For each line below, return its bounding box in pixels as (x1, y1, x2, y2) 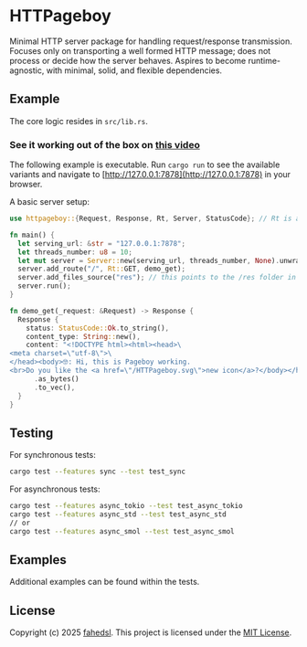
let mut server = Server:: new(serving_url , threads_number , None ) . (17, 256, 281, 265)
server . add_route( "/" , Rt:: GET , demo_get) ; (17, 264, 185, 274)
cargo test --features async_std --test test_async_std (9, 509, 227, 519)
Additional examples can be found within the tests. (9, 577, 200, 588)
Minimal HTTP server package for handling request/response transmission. (9, 36, 292, 47)
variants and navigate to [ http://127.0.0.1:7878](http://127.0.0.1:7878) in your (9, 169, 291, 180)
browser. (9, 179, 43, 190)
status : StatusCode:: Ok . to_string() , (26, 323, 170, 333)
